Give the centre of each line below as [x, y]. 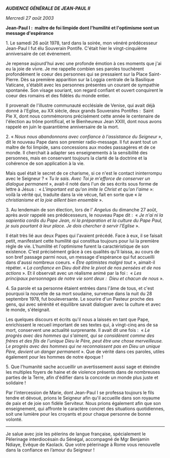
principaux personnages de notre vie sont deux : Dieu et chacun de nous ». [85, 278]
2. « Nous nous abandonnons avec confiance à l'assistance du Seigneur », [84, 136]
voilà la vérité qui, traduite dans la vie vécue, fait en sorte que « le [74, 194]
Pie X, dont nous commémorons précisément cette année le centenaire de [83, 116]
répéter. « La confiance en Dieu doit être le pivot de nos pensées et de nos [83, 268]
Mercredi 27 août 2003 [30, 18]
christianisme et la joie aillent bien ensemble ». [54, 200]
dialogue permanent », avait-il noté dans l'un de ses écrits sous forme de [82, 184]
